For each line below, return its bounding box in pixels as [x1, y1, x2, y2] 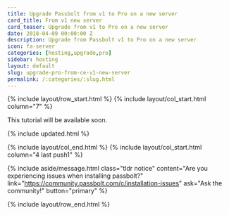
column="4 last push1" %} [7, 150, 83, 159]
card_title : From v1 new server [7, 17, 102, 24]
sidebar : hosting [7, 56, 58, 63]
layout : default [7, 63, 55, 70]
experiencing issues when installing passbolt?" [7, 171, 144, 180]
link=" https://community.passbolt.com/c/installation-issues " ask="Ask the [7, 179, 223, 188]
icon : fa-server [7, 43, 55, 50]
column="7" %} [7, 103, 53, 111]
